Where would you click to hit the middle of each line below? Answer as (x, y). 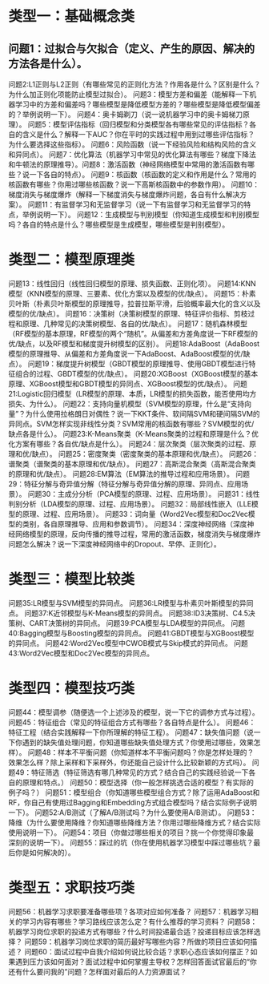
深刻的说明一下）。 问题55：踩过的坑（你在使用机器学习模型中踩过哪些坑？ (131, 842)
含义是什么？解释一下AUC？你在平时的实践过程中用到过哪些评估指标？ (139, 134)
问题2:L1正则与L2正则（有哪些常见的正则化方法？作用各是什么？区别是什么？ (134, 84)
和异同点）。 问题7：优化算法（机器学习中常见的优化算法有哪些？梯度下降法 (132, 154)
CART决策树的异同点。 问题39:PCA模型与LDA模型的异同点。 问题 (137, 623)
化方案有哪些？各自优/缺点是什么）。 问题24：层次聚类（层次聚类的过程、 (129, 444)
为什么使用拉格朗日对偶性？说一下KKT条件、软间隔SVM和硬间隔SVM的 (143, 413)
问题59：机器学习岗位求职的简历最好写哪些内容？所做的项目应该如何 (137, 942)
